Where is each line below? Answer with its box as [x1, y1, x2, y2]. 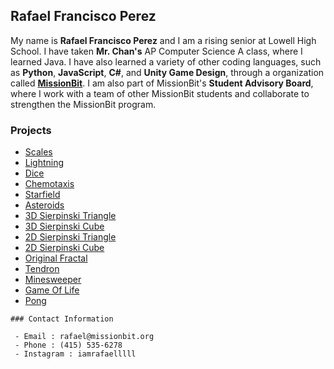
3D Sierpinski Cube [24, 220, 105, 233]
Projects [10, 123, 52, 137]
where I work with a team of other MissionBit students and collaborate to [10, 87, 310, 99]
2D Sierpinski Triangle [24, 231, 117, 243]
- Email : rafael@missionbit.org [14, 332, 155, 342]
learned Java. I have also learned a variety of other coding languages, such [10, 55, 322, 68]
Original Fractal [24, 252, 88, 264]
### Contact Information [10, 314, 114, 324]
